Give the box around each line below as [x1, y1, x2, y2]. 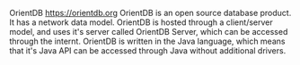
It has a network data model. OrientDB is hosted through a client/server [9, 17, 273, 28]
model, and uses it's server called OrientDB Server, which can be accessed [9, 27, 288, 37]
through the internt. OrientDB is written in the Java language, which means [9, 36, 286, 46]
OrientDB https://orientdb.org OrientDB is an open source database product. [9, 8, 292, 18]
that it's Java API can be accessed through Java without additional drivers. [9, 45, 287, 56]
